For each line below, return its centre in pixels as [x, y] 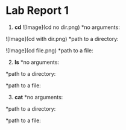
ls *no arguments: [37, 62]
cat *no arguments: [39, 97]
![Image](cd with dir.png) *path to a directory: [62, 39]
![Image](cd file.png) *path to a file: [50, 50]
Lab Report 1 [37, 11]
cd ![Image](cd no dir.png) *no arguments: [67, 27]
